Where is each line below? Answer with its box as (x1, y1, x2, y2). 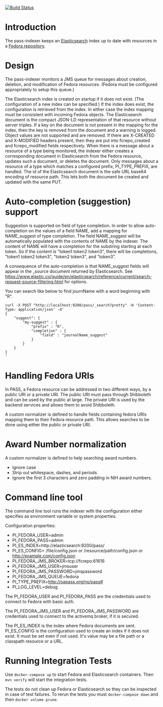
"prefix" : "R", (31, 324, 64, 329)
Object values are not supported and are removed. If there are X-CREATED (5, 132, 155, 138)
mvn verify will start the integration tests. (5, 676, 88, 683)
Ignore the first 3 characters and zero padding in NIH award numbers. (12, 475, 152, 481)
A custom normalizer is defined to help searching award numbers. (5, 455, 138, 461)
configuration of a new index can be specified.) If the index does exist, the (5, 101, 154, 107)
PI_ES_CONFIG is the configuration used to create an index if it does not (5, 627, 149, 634)
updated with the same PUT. (5, 179, 62, 185)
